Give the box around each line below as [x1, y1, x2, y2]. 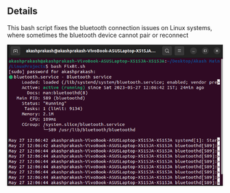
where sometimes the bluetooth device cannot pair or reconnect [7, 31, 189, 39]
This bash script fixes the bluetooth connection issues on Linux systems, [7, 23, 212, 31]
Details [7, 5, 38, 17]
